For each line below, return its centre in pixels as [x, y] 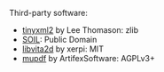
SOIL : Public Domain [59, 40]
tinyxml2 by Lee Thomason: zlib [80, 30]
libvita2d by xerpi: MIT [63, 49]
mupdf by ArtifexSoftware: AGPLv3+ [88, 58]
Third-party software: [49, 13]
